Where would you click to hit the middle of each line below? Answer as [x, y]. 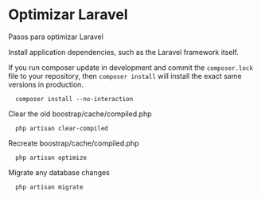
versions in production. [46, 84]
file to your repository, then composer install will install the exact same [125, 76]
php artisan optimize [51, 158]
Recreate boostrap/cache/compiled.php [74, 143]
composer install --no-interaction [74, 99]
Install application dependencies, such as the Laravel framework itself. [123, 52]
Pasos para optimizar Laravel [56, 37]
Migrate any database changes [59, 172]
